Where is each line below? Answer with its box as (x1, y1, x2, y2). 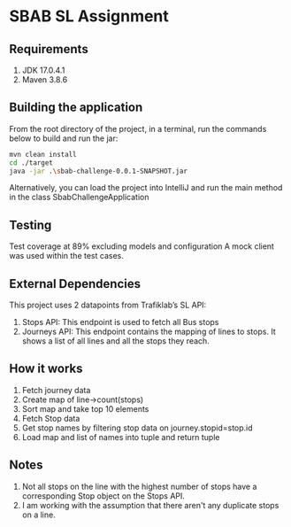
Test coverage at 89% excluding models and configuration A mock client (9, 241, 274, 252)
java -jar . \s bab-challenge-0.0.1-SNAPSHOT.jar (9, 167, 188, 175)
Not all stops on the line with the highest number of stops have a (21, 481, 257, 492)
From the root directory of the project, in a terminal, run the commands (9, 123, 267, 134)
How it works (9, 361, 83, 376)
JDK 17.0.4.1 (21, 65, 65, 75)
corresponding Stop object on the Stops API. (21, 490, 186, 501)
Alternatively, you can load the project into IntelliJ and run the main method (9, 182, 283, 193)
